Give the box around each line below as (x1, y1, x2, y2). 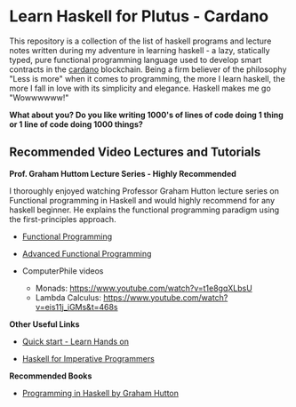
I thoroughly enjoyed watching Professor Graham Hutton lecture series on (9, 185, 280, 196)
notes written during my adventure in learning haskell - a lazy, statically (9, 44, 270, 55)
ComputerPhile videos (21, 265, 104, 276)
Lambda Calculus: (35, 291, 102, 303)
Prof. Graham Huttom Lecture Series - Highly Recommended (9, 168, 237, 179)
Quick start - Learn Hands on (21, 336, 129, 347)
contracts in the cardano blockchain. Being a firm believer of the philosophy (9, 64, 287, 75)
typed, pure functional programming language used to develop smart (9, 54, 262, 65)
